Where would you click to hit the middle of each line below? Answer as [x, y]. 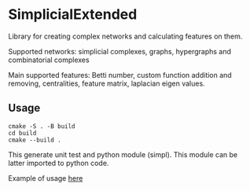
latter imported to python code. [59, 163]
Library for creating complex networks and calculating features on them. [125, 36]
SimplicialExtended [73, 15]
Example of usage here [46, 178]
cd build [22, 133]
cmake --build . [35, 140]
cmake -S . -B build [42, 126]
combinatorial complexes [49, 60]
